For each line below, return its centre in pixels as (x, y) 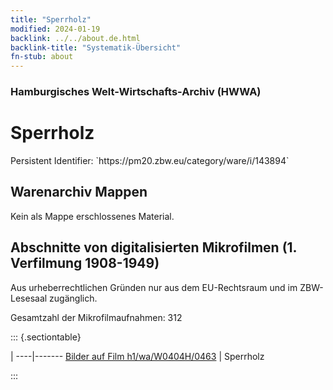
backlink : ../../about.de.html (75, 38)
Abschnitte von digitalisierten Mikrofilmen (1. (153, 247)
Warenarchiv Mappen (79, 192)
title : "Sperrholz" (51, 19)
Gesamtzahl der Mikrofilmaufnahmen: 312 (96, 317)
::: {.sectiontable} (46, 337)
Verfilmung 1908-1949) (85, 263)
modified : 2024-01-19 (55, 29)
